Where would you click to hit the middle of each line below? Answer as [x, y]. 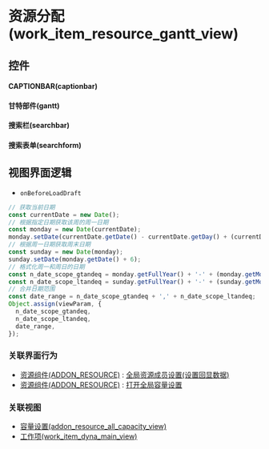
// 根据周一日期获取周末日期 [50, 245]
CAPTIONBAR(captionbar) [53, 86]
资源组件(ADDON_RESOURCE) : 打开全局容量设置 [101, 384]
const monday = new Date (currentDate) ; [75, 230]
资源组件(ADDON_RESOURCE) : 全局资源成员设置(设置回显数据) [124, 375]
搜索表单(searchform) [45, 145]
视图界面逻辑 [40, 173]
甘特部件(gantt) [34, 106]
